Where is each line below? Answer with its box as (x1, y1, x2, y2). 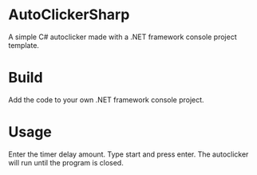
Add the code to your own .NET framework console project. (8, 94, 205, 105)
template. (8, 40, 40, 50)
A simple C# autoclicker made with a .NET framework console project (8, 32, 237, 42)
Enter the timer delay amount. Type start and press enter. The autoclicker (8, 149, 249, 159)
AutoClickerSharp (8, 6, 130, 24)
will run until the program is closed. (8, 157, 124, 167)
